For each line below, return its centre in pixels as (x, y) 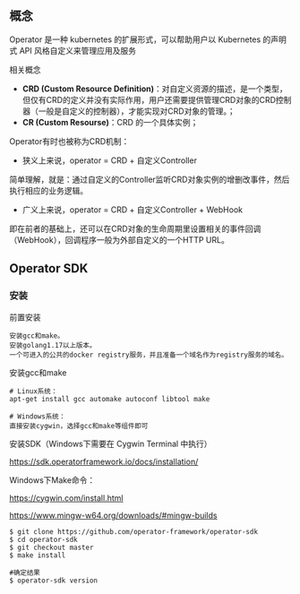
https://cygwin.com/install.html (66, 498)
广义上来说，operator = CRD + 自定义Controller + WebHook (133, 210)
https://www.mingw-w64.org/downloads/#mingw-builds (113, 515)
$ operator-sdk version (54, 581)
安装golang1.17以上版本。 (53, 345)
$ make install (38, 555)
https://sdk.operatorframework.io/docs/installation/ (104, 461)
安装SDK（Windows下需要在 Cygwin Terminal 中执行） (111, 443)
